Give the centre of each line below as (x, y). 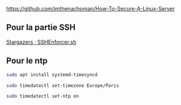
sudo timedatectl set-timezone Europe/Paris (63, 85)
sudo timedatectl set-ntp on (43, 96)
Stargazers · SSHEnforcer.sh (41, 42)
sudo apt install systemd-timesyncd (52, 74)
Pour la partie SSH (41, 27)
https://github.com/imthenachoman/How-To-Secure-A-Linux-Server (90, 9)
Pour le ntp (27, 61)
